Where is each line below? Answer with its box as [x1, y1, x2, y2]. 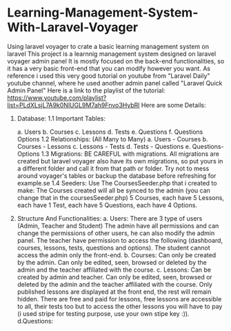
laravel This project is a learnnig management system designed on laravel [7, 50, 217, 58]
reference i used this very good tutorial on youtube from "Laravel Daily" [7, 71, 210, 80]
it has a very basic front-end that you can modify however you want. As [7, 64, 211, 72]
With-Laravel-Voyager [7, 19, 139, 35]
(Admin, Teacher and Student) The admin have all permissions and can [17, 221, 219, 230]
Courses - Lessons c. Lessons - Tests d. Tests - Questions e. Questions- [17, 142, 224, 150]
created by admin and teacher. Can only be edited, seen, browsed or [17, 272, 212, 281]
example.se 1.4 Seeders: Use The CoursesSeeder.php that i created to [17, 179, 217, 187]
